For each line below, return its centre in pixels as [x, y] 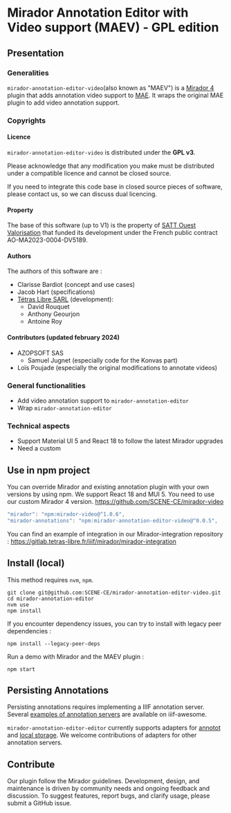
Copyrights [27, 121]
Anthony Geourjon [54, 314]
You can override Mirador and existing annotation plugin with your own [108, 487]
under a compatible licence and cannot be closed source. [89, 173]
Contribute [31, 764]
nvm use [18, 604]
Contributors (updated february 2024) [63, 337]
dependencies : [29, 631]
